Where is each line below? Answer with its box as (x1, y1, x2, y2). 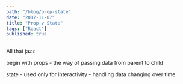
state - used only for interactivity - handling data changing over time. (6, 71, 178, 78)
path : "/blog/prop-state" (6, 8, 71, 15)
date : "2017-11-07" (6, 14, 55, 20)
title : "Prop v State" (6, 20, 63, 26)
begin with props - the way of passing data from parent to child (6, 59, 164, 67)
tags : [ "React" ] (6, 25, 47, 32)
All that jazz (6, 47, 36, 55)
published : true (6, 31, 47, 37)
